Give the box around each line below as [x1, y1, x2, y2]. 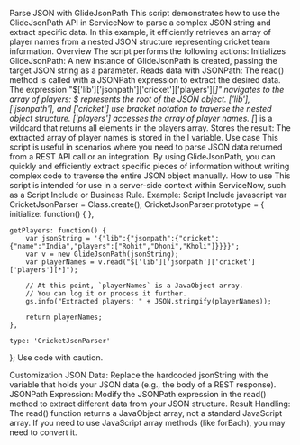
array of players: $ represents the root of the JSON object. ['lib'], [9, 94, 250, 104]
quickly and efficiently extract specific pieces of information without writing [9, 161, 290, 171]
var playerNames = [25, 258, 95, 267]
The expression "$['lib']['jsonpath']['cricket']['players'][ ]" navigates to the [9, 85, 285, 95]
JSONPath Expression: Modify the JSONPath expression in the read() [9, 389, 267, 399]
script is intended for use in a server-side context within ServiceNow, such [9, 180, 286, 190]
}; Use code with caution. [9, 352, 104, 363]
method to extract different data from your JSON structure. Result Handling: [9, 398, 291, 409]
